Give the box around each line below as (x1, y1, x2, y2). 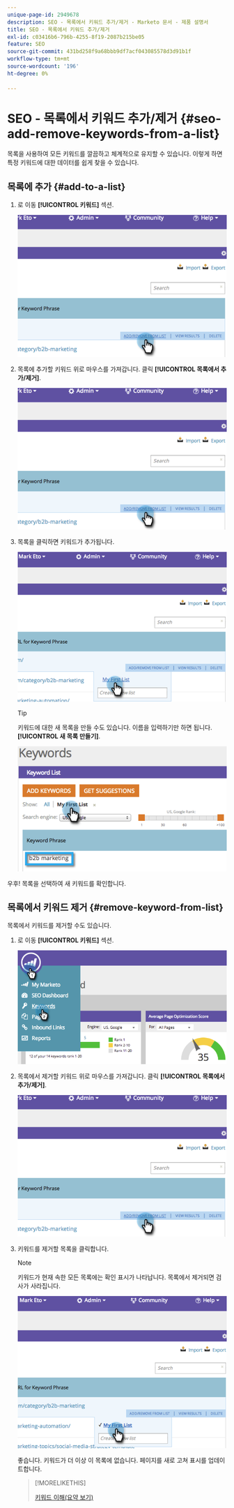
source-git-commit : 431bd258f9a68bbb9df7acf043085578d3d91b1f (7, 48, 192, 55)
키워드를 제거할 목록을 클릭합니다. (17, 1245, 109, 1253)
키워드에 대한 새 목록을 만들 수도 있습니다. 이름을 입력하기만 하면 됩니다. (17, 723, 212, 732)
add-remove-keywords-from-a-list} (7, 126, 220, 142)
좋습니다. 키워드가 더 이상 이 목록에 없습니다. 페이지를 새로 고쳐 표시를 (17, 1456, 207, 1465)
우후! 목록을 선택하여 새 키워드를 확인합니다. (7, 879, 127, 887)
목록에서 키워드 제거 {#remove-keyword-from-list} (7, 901, 224, 913)
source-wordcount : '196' (7, 63, 79, 70)
